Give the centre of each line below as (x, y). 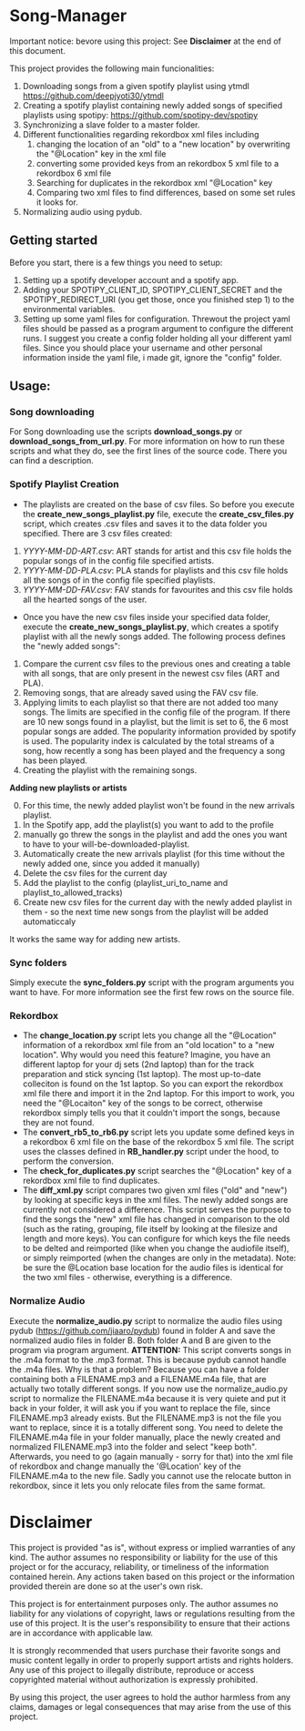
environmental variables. (69, 309)
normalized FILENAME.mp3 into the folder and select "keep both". (133, 1446)
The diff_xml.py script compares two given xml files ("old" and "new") (155, 1190)
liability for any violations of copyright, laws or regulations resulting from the (152, 1614)
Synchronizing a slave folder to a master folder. (111, 125)
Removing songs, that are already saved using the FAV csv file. (141, 692)
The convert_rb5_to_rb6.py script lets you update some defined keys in (158, 1132)
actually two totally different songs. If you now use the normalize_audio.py (149, 1389)
